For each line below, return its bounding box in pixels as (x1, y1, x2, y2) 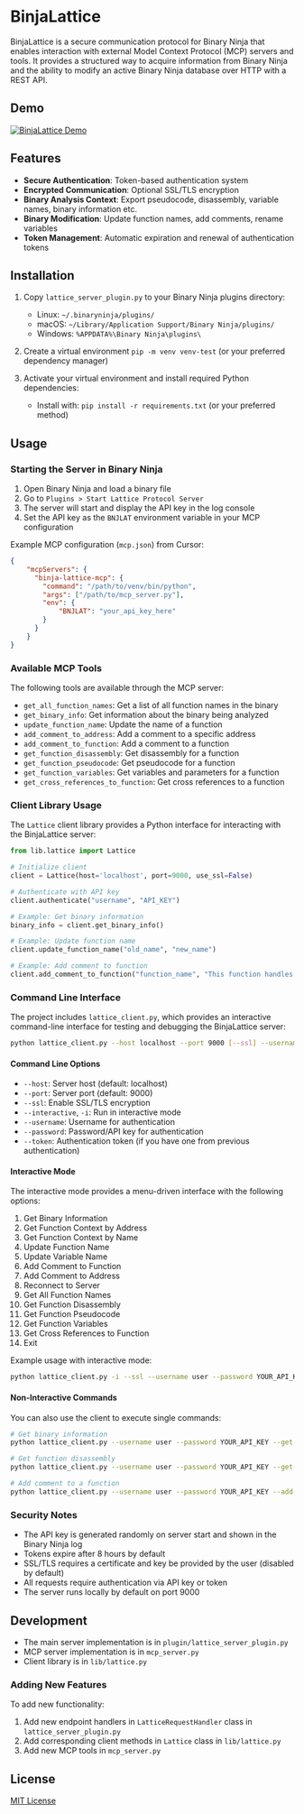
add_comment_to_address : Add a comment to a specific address (23, 728, 256, 739)
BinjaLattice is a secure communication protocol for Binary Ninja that (10, 36, 265, 47)
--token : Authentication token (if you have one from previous (23, 1136, 251, 1146)
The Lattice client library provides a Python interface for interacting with (10, 819, 281, 831)
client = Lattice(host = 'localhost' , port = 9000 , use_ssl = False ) (10, 871, 253, 880)
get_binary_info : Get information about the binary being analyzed (23, 709, 269, 720)
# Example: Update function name (10, 936, 136, 946)
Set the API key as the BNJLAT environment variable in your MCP (23, 512, 261, 523)
